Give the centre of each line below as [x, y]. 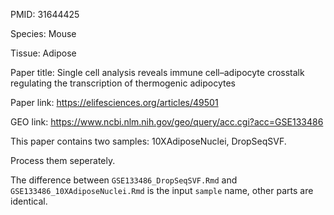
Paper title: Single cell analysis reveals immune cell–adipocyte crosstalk [157, 72]
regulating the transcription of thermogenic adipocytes [123, 83]
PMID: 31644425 [45, 14]
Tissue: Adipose [43, 53]
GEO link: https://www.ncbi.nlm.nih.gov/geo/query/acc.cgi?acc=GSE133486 [167, 122]
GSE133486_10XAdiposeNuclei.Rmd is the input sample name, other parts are [162, 190]
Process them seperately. [63, 160]
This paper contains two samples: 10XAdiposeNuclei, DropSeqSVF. [148, 141]
